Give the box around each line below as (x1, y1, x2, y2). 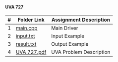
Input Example (51, 32, 85, 39)
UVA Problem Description (51, 49, 111, 56)
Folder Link (17, 16, 45, 23)
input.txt (15, 32, 36, 39)
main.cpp (15, 25, 38, 31)
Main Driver (51, 25, 78, 31)
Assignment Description (51, 16, 111, 23)
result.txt (15, 41, 37, 48)
